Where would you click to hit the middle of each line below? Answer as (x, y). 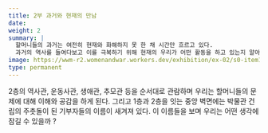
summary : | (26, 38)
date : (17, 23)
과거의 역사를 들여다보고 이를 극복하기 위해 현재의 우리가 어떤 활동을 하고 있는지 (130, 53)
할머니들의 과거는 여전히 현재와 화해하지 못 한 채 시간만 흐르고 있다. (114, 45)
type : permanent (35, 68)
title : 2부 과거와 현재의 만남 (53, 16)
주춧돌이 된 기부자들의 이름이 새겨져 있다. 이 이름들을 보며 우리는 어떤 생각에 (141, 111)
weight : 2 (25, 30)
